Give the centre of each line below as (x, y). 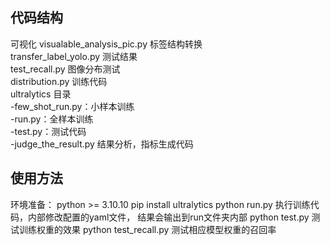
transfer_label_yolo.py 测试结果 (74, 56)
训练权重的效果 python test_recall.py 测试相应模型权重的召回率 (147, 229)
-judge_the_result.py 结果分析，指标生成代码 (102, 144)
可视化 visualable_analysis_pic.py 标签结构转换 (106, 44)
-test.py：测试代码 (48, 131)
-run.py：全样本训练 (52, 119)
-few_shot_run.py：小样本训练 (72, 106)
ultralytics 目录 (41, 94)
